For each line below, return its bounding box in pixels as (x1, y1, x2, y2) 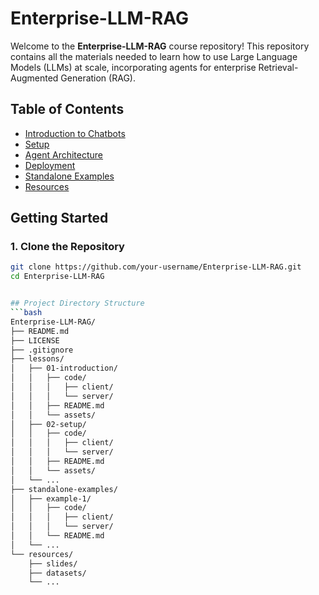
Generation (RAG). (60, 72, 136, 84)
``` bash (10, 308, 43, 318)
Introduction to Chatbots (24, 127, 126, 139)
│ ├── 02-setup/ (10, 419, 87, 429)
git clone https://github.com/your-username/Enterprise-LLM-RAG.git (10, 262, 302, 272)
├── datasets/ (28, 568, 87, 578)
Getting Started (10, 210, 109, 227)
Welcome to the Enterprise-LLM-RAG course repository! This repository (10, 40, 310, 52)
